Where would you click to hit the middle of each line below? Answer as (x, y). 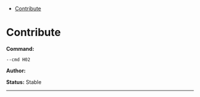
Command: (20, 48)
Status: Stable (24, 82)
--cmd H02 (18, 59)
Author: (16, 70)
